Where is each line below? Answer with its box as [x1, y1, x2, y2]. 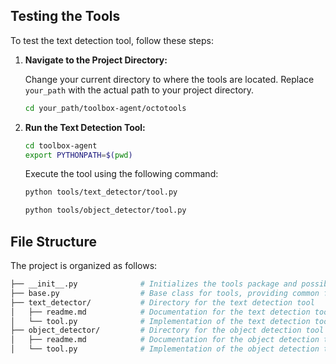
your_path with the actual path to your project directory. [24, 84, 255, 96]
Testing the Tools [10, 8, 121, 25]
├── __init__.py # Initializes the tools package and [10, 279, 298, 289]
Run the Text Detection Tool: [24, 121, 146, 133]
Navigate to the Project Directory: [24, 54, 168, 66]
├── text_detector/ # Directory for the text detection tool [10, 297, 315, 308]
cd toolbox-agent [24, 140, 98, 151]
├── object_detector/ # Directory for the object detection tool [10, 325, 325, 336]
